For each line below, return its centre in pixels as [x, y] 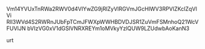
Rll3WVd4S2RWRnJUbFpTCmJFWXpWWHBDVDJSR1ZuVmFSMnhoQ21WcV [102, 22]
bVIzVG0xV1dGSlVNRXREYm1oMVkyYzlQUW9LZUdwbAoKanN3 [108, 28]
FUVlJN [16, 28]
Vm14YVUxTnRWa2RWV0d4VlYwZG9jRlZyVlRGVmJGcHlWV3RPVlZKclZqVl [102, 9]
